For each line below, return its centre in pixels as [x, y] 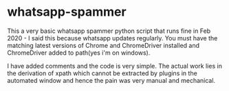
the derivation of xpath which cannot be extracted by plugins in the [102, 73]
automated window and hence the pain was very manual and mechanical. [111, 80]
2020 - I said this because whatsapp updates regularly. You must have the [112, 38]
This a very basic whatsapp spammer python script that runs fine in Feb [109, 31]
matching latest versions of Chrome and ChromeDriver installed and [103, 45]
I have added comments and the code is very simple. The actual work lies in [115, 66]
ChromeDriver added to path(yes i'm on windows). [79, 53]
